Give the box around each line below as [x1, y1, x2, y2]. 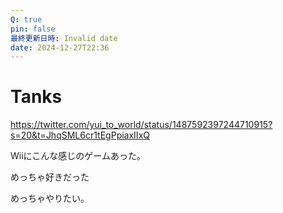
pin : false [10, 24, 56, 34]
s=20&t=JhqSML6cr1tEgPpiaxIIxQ [10, 129, 150, 141]
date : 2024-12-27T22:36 [10, 42, 110, 53]
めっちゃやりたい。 [10, 192, 90, 205]
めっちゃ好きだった [10, 171, 90, 183]
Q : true [10, 14, 43, 25]
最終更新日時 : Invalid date [10, 33, 118, 43]
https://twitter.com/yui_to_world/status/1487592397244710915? [10, 119, 273, 131]
